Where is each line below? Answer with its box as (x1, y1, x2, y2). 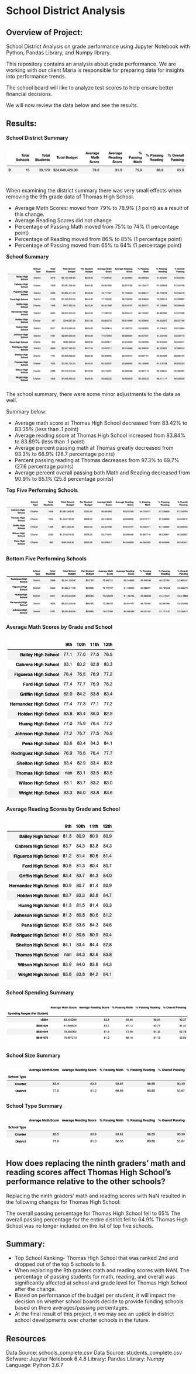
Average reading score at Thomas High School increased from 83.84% (14, 432, 186, 439)
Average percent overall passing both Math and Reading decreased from (14, 469, 190, 476)
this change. (14, 211, 45, 218)
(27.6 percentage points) (14, 463, 74, 470)
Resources (6, 1334, 46, 1344)
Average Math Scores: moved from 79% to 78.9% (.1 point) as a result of (14, 205, 189, 212)
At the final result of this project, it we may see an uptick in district (14, 1310, 174, 1317)
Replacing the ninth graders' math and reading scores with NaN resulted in (6, 1192, 186, 1199)
